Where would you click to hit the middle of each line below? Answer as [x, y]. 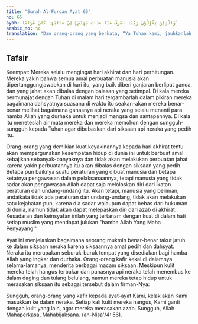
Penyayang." [22, 228]
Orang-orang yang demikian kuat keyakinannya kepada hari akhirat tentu [95, 147]
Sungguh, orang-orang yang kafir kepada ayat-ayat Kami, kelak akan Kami [97, 296]
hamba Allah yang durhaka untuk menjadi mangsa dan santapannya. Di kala [98, 116]
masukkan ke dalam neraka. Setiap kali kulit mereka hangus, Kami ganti [93, 302]
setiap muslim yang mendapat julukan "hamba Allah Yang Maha [84, 222]
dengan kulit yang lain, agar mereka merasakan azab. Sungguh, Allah [90, 308]
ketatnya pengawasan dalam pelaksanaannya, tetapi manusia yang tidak [94, 178]
